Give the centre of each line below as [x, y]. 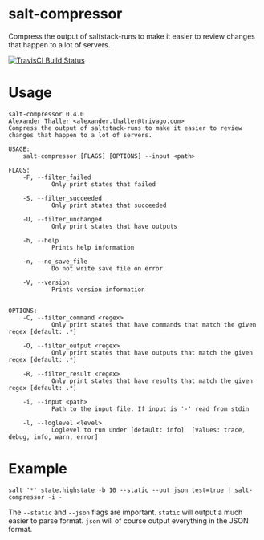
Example [38, 469]
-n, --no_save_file [55, 262]
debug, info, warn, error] [53, 437]
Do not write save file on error [107, 268]
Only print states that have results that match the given [152, 381]
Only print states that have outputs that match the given [152, 353]
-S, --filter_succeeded [63, 198]
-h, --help [41, 240]
